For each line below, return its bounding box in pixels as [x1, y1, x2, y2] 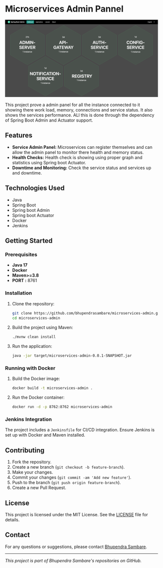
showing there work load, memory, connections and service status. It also [5, 107, 153, 112]
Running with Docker [5, 364, 56, 371]
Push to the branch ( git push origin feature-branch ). [12, 480, 121, 486]
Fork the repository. [12, 459, 52, 465]
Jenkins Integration [5, 416, 52, 423]
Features [5, 131, 33, 140]
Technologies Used [5, 184, 65, 192]
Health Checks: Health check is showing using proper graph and [12, 154, 143, 160]
